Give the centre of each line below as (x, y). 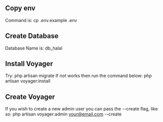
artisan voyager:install (28, 81)
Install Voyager (29, 64)
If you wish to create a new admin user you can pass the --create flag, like (81, 109)
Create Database (32, 36)
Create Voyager (30, 97)
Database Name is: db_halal (34, 48)
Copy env (20, 8)
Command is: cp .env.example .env (41, 20)
